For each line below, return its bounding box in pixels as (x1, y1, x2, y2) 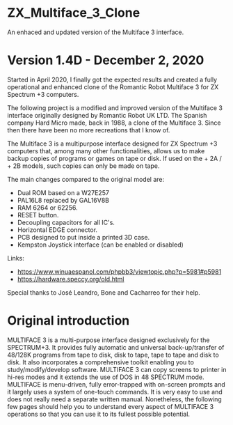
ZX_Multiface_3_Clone (7, 5, 140, 21)
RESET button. (17, 210, 59, 219)
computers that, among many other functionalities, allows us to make (7, 146, 205, 155)
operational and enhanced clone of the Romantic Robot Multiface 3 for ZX (7, 82, 219, 91)
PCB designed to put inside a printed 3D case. (17, 233, 150, 241)
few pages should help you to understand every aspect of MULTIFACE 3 (7, 402, 214, 410)
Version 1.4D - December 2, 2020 (7, 52, 204, 68)
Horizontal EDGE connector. (17, 225, 98, 234)
